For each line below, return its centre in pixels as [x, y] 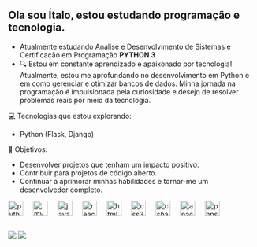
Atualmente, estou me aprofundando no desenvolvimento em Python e [134, 75]
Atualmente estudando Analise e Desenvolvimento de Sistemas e [125, 46]
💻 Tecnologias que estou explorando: [70, 116]
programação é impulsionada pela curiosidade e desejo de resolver [129, 91]
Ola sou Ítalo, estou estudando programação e [124, 15]
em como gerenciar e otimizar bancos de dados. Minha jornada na [128, 83]
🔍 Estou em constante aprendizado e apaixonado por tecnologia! [126, 64]
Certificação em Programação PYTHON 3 [88, 55]
